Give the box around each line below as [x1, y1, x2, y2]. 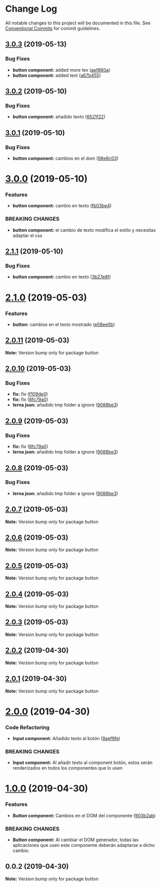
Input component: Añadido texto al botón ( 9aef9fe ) [12, 736, 120, 741]
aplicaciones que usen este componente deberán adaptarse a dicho [12, 842, 155, 848]
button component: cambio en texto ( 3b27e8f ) [12, 274, 111, 280]
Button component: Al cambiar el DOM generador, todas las [12, 837, 139, 843]
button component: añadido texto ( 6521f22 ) [12, 114, 105, 120]
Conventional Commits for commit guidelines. [5, 25, 100, 31]
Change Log [5, 3, 57, 15]
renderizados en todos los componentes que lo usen [12, 765, 123, 771]
